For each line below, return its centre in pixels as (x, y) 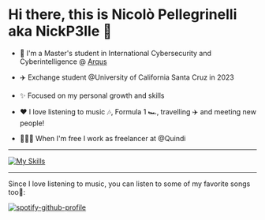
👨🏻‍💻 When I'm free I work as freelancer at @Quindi (103, 138)
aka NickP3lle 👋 (60, 31)
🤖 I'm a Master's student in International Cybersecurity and (115, 53)
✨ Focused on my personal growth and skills (92, 95)
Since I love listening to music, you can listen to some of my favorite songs (129, 184)
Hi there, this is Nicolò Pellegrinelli (123, 15)
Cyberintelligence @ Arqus (63, 62)
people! (32, 123)
